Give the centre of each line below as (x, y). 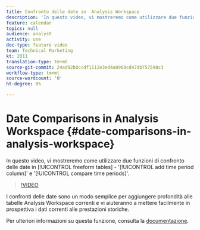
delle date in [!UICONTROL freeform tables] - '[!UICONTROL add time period (100, 167)
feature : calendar (29, 23)
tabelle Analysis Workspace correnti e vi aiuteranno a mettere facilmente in (98, 203)
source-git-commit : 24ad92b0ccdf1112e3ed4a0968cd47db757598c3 (85, 67)
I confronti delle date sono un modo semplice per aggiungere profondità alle (99, 196)
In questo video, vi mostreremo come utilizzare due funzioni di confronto (95, 160)
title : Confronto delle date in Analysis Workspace (73, 12)
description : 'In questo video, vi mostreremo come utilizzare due (92, 17)
